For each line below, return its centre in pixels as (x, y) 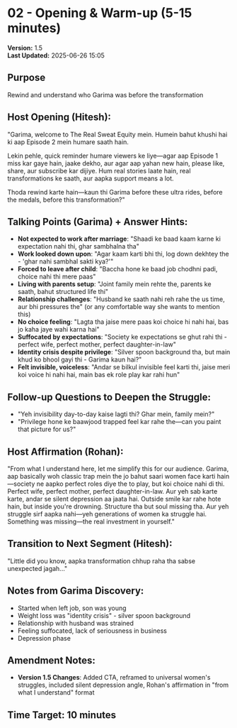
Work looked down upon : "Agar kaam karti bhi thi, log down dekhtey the (123, 254)
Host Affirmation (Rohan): (65, 451)
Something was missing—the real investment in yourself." (91, 521)
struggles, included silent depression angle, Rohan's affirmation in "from (123, 685)
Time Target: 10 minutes (62, 715)
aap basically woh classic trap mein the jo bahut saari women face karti (111, 476)
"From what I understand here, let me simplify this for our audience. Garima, (118, 469)
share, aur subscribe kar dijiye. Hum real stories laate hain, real (99, 170)
